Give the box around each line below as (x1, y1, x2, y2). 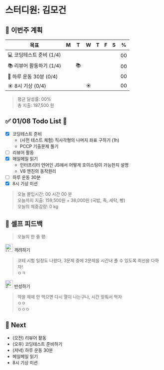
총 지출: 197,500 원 (17, 102, 55, 108)
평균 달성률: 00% (17, 96, 51, 102)
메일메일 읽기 (12, 353, 38, 359)
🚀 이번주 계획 (5, 26, 43, 34)
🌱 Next (5, 321, 26, 329)
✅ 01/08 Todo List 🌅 (5, 117, 68, 126)
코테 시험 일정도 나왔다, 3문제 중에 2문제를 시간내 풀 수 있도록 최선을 (17, 257, 150, 263)
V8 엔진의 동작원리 (19, 168, 56, 174)
